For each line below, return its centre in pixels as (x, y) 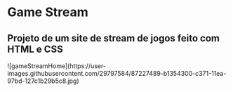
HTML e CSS (35, 49)
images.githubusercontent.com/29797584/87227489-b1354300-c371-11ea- (117, 73)
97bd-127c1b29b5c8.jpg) (43, 81)
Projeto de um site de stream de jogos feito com (113, 38)
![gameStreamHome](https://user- (57, 66)
